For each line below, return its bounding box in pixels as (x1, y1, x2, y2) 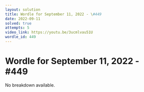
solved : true (5, 21, 32, 26)
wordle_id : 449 (5, 35, 36, 40)
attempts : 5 (5, 25, 29, 30)
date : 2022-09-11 (5, 16, 41, 21)
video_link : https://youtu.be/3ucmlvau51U (5, 30, 93, 35)
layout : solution (5, 7, 41, 12)
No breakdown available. (5, 82, 55, 88)
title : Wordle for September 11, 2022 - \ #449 (5, 12, 102, 17)
